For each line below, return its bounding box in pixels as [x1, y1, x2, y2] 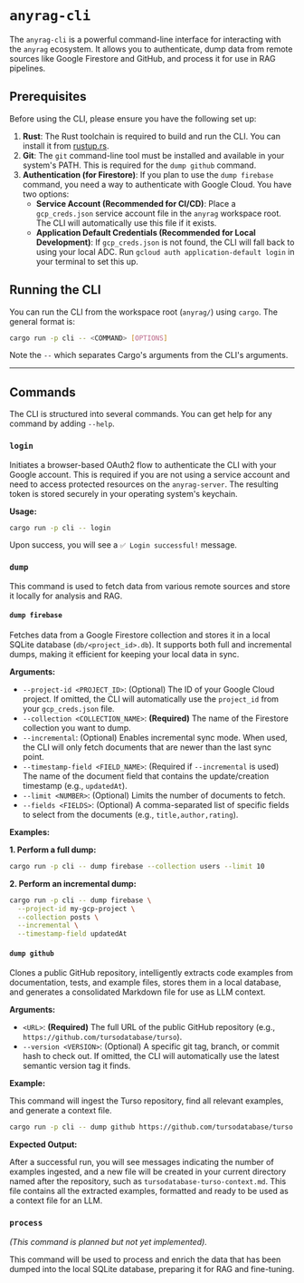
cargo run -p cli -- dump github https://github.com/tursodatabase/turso [9, 1123, 294, 1132]
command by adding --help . [9, 418, 115, 429]
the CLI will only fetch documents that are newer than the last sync [22, 742, 271, 753]
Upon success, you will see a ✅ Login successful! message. [9, 539, 238, 550]
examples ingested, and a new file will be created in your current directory [9, 1166, 287, 1177]
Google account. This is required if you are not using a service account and [9, 469, 290, 480]
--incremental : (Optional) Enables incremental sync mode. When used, [22, 732, 288, 743]
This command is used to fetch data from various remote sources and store [9, 580, 291, 591]
